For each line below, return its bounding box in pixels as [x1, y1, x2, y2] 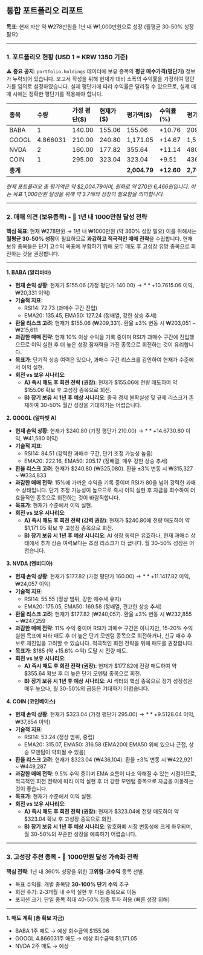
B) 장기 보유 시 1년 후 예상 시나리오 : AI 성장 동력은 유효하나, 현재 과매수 [24, 532, 190, 539]
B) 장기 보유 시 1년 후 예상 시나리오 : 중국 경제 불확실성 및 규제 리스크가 [24, 394, 188, 401]
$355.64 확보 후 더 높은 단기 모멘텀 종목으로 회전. [24, 670, 142, 677]
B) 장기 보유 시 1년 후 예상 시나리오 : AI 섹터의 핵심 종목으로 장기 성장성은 [24, 677, 193, 685]
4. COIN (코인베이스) [6, 698, 56, 705]
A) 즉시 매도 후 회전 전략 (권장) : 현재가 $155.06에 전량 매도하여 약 [24, 379, 178, 386]
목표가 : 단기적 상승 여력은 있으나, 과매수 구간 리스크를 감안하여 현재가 [14, 356, 178, 363]
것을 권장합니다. [22, 250, 60, 258]
